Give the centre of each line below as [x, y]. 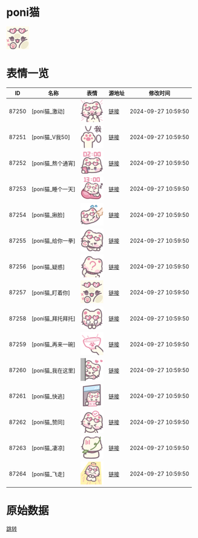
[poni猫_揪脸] [48, 215]
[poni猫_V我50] [51, 137]
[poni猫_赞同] [48, 422]
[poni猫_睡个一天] [53, 189]
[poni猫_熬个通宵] [53, 163]
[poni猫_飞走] [48, 474]
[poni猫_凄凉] [48, 448]
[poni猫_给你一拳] [53, 241]
